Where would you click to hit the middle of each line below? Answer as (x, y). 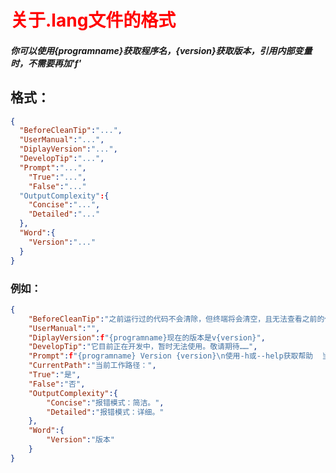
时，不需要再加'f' (46, 63)
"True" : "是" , (55, 375)
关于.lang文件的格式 (93, 20)
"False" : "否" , (57, 384)
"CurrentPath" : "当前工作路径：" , (92, 366)
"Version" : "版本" (80, 440)
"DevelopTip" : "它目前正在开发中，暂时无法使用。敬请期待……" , (143, 347)
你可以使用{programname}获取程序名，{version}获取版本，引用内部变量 (161, 50)
